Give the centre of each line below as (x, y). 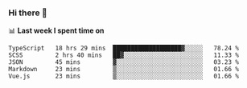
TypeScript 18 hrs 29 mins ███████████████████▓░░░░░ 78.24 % (124, 48)
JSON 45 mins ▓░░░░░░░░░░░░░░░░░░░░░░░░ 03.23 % (124, 62)
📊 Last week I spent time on (56, 30)
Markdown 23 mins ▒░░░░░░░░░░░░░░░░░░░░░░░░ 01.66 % (124, 70)
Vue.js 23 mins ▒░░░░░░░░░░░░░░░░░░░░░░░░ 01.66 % (124, 76)
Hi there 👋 (28, 13)
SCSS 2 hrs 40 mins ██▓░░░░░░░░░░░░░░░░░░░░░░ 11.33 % (124, 55)
